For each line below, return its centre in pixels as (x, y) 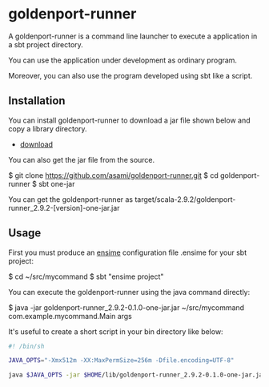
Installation (37, 101)
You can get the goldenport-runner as (71, 199)
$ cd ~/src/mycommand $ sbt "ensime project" (86, 276)
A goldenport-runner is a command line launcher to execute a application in (133, 36)
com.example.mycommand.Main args (70, 316)
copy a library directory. (48, 128)
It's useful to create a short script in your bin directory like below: (116, 331)
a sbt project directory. (46, 44)
